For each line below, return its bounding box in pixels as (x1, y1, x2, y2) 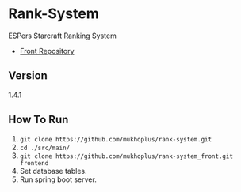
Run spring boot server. (19, 175, 97, 184)
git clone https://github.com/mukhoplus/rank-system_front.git (19, 152, 234, 160)
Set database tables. (19, 166, 87, 175)
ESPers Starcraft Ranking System (8, 31, 117, 40)
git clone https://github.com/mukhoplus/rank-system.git (19, 135, 212, 143)
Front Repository (19, 46, 75, 55)
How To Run (8, 113, 69, 126)
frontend (19, 159, 49, 167)
